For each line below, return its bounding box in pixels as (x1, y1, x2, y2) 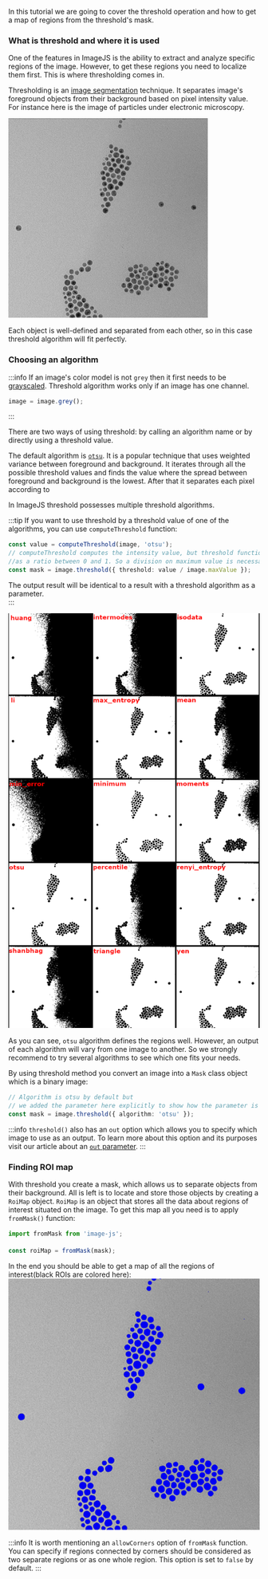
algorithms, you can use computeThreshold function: (8, 524, 178, 534)
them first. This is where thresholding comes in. (8, 70, 165, 80)
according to (8, 485, 50, 494)
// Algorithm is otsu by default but (8, 1093, 134, 1101)
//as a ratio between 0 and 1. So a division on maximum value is (8, 557, 234, 565)
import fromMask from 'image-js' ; (8, 1230, 124, 1238)
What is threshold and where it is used (8, 35, 160, 46)
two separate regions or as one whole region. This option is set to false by (8, 1554, 254, 1564)
